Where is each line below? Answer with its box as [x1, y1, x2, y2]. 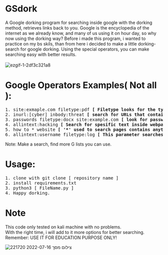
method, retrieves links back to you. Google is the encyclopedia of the [5, 24, 149, 30]
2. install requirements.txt [5, 180, 76, 185]
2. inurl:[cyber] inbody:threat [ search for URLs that [5, 111, 145, 117]
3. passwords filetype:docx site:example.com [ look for [5, 116, 148, 122]
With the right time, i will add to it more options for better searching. [5, 229, 145, 235]
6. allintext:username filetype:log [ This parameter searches [5, 131, 163, 137]
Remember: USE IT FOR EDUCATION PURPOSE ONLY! [5, 234, 117, 240]
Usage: [5, 158, 36, 170]
